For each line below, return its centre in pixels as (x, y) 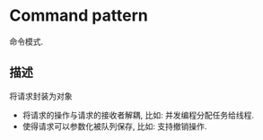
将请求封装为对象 (41, 96)
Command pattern (79, 16)
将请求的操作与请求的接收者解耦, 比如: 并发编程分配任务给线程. (138, 115)
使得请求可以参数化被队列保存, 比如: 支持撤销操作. (114, 126)
